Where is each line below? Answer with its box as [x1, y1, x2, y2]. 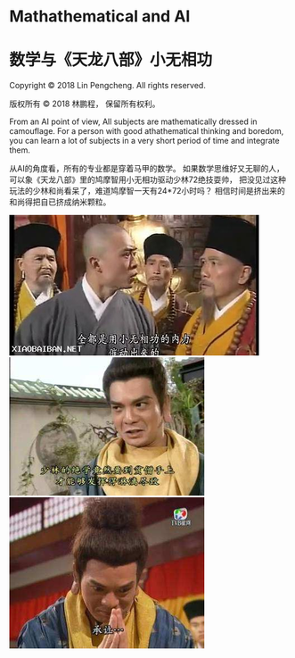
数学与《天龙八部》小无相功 [9, 50, 213, 71]
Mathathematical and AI [9, 6, 191, 27]
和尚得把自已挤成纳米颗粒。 [9, 196, 111, 207]
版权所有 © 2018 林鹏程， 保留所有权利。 [9, 98, 160, 109]
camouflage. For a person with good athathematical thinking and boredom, [9, 126, 284, 137]
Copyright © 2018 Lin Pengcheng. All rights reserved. [9, 80, 207, 91]
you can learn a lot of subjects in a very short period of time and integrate [9, 136, 280, 146]
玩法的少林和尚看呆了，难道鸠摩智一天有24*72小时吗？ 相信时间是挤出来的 [9, 186, 285, 196]
